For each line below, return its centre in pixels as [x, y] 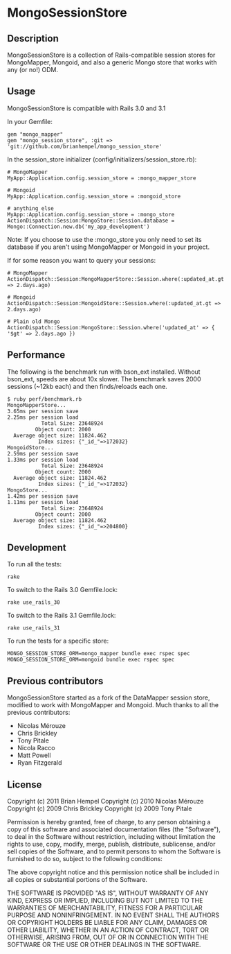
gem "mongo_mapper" [35, 134]
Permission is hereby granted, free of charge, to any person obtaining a [109, 822]
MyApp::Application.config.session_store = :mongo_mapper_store [102, 178]
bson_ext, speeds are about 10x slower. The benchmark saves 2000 [104, 379]
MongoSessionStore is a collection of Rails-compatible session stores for [111, 55]
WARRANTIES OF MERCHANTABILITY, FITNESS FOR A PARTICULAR [105, 908]
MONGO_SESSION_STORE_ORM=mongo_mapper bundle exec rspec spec [99, 654]
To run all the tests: [35, 564]
